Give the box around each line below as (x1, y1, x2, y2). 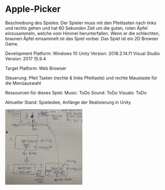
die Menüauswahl (5, 80, 41, 86)
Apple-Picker (5, 3, 61, 15)
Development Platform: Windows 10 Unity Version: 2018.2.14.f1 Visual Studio (5, 50, 160, 56)
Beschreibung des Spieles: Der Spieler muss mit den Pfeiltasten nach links (5, 20, 157, 26)
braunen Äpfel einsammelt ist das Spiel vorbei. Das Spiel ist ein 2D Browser (5, 36, 159, 42)
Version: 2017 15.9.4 (5, 55, 46, 61)
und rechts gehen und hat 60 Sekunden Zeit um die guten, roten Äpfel (5, 25, 148, 31)
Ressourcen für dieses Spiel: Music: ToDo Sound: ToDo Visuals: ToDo (5, 90, 147, 95)
